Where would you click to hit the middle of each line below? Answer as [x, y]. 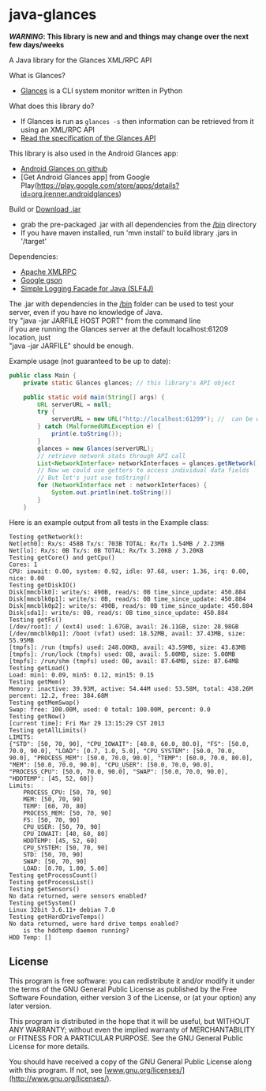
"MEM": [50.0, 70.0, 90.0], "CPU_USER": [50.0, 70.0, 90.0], [112, 765]
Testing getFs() [36, 620]
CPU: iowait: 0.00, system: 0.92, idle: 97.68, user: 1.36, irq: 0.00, [129, 571]
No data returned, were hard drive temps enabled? [94, 924]
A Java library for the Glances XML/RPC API [81, 60]
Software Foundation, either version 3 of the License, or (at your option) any [133, 997]
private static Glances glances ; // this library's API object [129, 383]
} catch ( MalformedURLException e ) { [99, 427]
